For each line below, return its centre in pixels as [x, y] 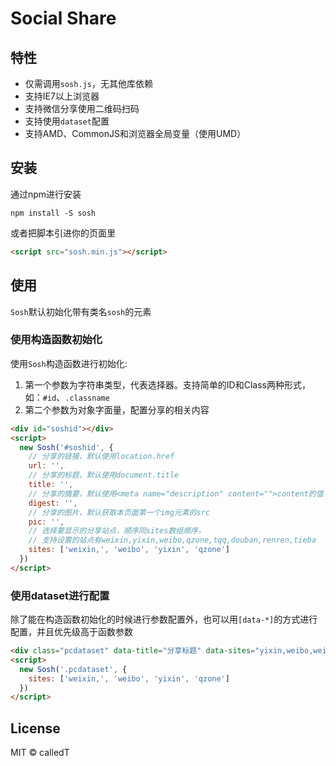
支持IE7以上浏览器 [62, 96]
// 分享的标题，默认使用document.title [104, 475]
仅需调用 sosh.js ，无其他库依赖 [88, 83]
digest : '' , [53, 503]
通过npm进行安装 [46, 194]
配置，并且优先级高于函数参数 [71, 632]
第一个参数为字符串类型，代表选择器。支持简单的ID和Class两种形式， [167, 384]
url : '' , [46, 466]
